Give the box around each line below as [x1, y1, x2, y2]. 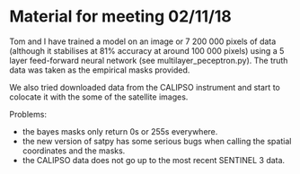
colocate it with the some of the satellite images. [9, 91, 189, 102]
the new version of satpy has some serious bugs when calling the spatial [22, 135, 292, 146]
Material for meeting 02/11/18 [9, 6, 232, 27]
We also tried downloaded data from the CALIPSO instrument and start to [9, 82, 280, 92]
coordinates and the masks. [22, 145, 126, 156]
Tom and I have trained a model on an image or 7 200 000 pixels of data [9, 36, 277, 47]
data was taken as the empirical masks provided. [9, 65, 190, 75]
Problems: [9, 109, 48, 119]
